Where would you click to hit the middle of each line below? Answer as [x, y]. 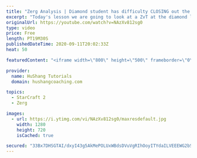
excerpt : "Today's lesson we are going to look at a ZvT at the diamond [97, 17]
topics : [16, 92]
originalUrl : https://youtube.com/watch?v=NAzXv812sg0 [74, 22]
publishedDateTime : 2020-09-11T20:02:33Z [57, 44]
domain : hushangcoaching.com [47, 82]
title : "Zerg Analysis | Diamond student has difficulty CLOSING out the [98, 11]
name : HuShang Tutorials [42, 76]
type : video [21, 28]
